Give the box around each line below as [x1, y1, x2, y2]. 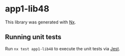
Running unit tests [5, 33, 62, 41]
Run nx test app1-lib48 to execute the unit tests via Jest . [5, 45, 120, 51]
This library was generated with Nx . [5, 19, 76, 25]
